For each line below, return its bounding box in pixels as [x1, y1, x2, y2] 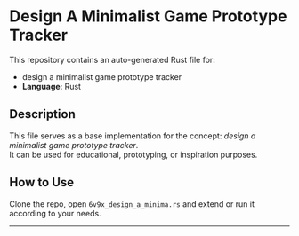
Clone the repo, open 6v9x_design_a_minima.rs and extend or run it [9, 198, 255, 209]
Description [9, 106, 76, 122]
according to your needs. [9, 208, 101, 218]
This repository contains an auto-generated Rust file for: [9, 54, 215, 65]
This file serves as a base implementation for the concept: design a [9, 130, 256, 141]
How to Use [9, 175, 75, 190]
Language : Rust [21, 81, 82, 91]
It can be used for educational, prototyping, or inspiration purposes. [9, 149, 258, 160]
